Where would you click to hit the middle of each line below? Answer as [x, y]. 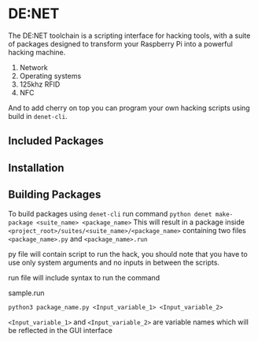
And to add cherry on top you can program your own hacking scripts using [129, 108]
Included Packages [56, 141]
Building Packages [55, 195]
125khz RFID [40, 84]
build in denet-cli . [38, 116]
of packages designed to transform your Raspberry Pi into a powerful [121, 43]
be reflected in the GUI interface [60, 330]
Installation [36, 167]
